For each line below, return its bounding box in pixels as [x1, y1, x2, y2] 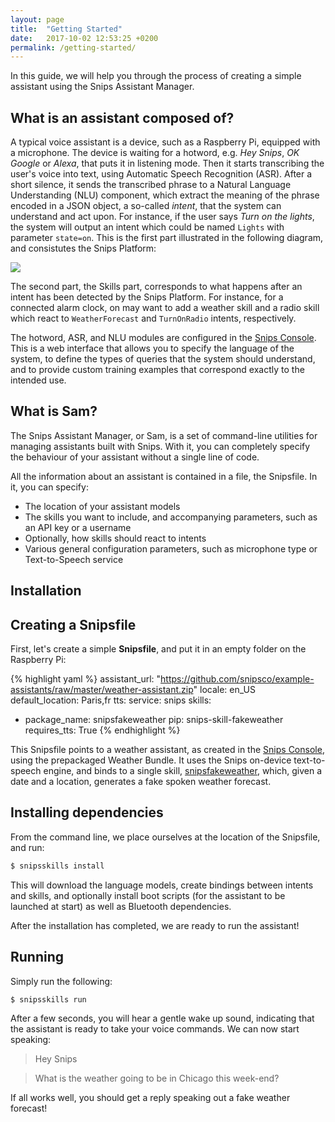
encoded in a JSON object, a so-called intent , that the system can [10, 200, 282, 212]
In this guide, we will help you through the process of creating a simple [10, 70, 302, 82]
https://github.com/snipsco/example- [160, 673, 315, 685]
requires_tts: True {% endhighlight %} [24, 724, 181, 736]
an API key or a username [24, 521, 132, 533]
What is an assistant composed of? [10, 109, 235, 126]
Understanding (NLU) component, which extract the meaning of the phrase [10, 189, 320, 201]
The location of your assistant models [24, 500, 181, 512]
